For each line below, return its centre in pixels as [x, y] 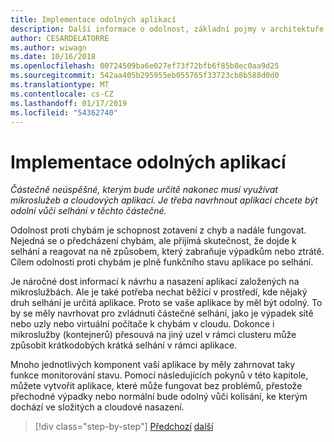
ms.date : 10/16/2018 [53, 57]
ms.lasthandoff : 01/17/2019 [69, 103]
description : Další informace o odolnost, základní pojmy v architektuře [167, 29]
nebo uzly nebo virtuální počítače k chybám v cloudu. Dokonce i [142, 324]
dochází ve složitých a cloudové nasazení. [97, 407]
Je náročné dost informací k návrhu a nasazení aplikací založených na [155, 282]
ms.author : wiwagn [48, 47]
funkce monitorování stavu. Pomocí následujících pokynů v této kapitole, [159, 375]
